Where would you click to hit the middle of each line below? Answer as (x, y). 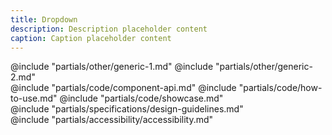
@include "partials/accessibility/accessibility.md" (112, 120)
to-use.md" (34, 98)
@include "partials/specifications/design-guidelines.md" (127, 109)
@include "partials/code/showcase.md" (141, 98)
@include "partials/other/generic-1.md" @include (112, 67)
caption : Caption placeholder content (91, 38)
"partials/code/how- (280, 88)
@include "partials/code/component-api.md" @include (123, 88)
